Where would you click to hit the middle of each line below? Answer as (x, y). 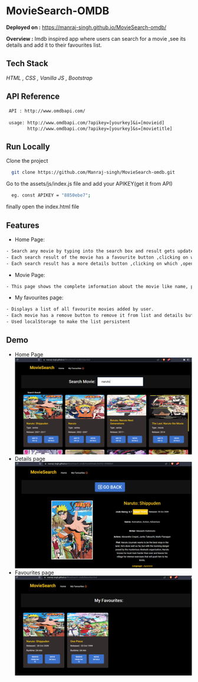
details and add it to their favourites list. (54, 45)
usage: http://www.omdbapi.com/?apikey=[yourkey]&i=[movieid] (87, 122)
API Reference (33, 97)
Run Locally (28, 146)
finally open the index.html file (43, 207)
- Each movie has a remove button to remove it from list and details (95, 316)
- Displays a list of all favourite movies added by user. (80, 309)
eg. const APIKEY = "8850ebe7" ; (51, 195)
